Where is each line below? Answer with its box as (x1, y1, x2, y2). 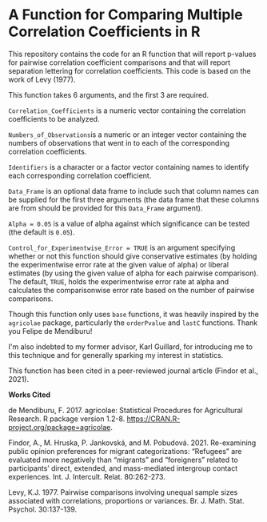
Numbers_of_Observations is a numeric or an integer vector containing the (8, 130, 247, 139)
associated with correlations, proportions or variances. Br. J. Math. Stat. (8, 496, 245, 505)
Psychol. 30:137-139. (8, 504, 78, 514)
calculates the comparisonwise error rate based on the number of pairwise (8, 285, 255, 295)
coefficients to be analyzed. (8, 114, 100, 123)
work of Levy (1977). (8, 74, 76, 84)
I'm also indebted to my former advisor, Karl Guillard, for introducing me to (8, 342, 253, 351)
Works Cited (8, 390, 50, 400)
